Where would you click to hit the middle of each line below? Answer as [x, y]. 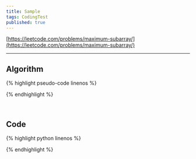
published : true [26, 22]
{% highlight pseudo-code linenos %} [52, 83]
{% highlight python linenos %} [44, 138]
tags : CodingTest [27, 17]
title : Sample [23, 11]
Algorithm [25, 69]
